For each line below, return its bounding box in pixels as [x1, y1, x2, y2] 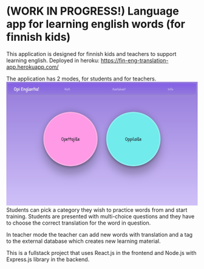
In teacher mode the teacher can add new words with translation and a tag [6, 231, 193, 239]
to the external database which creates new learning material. [6, 237, 161, 245]
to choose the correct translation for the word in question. [6, 219, 151, 226]
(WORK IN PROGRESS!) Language [6, 4, 179, 18]
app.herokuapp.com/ [6, 63, 59, 71]
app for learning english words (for [6, 17, 185, 31]
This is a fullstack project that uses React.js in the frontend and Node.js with [6, 250, 197, 257]
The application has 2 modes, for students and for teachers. [6, 75, 157, 82]
